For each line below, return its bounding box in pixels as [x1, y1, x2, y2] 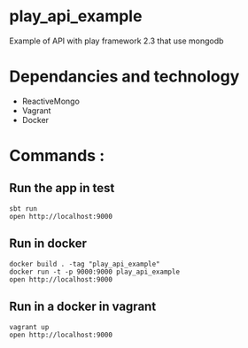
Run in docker [9, 236, 87, 251]
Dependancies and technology [9, 66, 240, 87]
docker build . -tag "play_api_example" [9, 259, 161, 268]
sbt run [9, 204, 38, 213]
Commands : [9, 146, 105, 166]
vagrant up [9, 322, 50, 331]
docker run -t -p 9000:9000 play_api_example [9, 267, 180, 276]
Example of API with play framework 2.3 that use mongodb [9, 35, 224, 46]
